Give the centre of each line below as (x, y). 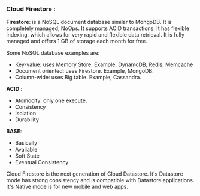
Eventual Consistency (42, 162)
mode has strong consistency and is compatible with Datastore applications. (100, 180)
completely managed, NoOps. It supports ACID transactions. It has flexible (98, 28)
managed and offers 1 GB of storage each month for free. (77, 41)
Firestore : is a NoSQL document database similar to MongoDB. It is (89, 22)
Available (26, 150)
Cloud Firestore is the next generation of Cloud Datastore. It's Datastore (95, 174)
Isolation (25, 114)
